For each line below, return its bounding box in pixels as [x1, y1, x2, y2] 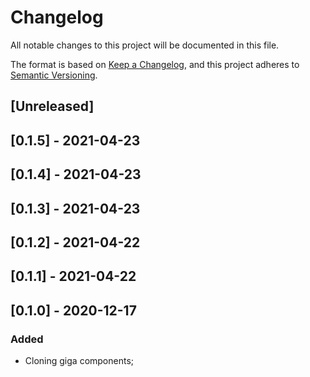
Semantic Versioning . [10, 69, 98, 81]
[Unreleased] [10, 98, 95, 115]
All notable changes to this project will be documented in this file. [10, 39, 280, 51]
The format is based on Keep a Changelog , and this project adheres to [10, 58, 300, 70]
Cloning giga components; [24, 354, 135, 366]
